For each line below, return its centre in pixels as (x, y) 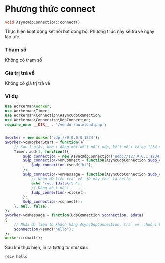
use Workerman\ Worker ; (28, 106)
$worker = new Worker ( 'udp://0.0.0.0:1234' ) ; (52, 138)
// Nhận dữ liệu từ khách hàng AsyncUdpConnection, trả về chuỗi (85, 224)
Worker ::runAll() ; (24, 238)
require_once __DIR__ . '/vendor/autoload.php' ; (56, 125)
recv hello (16, 257)
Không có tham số (24, 60)
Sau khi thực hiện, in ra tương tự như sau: (47, 248)
